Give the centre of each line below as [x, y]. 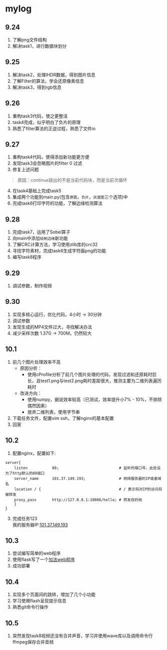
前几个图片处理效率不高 [36, 362]
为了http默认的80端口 [25, 473]
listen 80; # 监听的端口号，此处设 [87, 468]
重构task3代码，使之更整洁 [40, 116]
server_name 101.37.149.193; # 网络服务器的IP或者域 [88, 478]
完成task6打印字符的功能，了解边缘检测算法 [58, 203]
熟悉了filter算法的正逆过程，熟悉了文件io [54, 128]
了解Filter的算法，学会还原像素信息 [48, 81]
